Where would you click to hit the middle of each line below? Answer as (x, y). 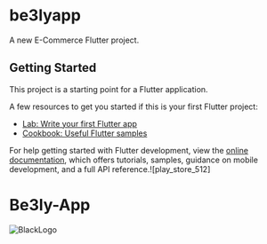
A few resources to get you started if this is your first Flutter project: (133, 106)
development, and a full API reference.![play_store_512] (110, 169)
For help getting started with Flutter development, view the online (129, 150)
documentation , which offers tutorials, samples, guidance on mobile (133, 160)
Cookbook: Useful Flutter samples (85, 133)
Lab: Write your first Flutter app (80, 123)
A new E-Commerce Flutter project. (74, 40)
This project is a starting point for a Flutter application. (109, 89)
